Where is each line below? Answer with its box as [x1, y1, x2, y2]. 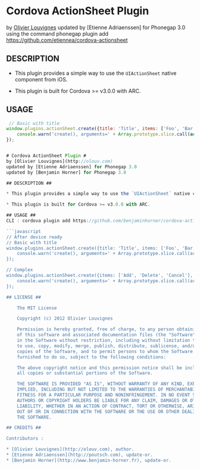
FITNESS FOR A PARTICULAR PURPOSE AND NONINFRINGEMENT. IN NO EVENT [17, 392, 190, 398]
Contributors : [6, 436, 44, 442]
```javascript [6, 228, 42, 234]
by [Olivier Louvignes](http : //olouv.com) [6, 158, 113, 164]
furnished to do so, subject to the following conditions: [17, 354, 167, 360]
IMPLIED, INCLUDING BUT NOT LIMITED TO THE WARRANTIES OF [17, 386, 164, 393]
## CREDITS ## [6, 425, 42, 431]
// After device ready [6, 234, 62, 240]
